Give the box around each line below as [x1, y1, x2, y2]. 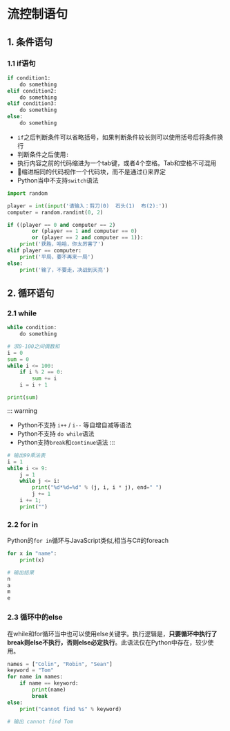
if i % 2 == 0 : [19, 369, 64, 376]
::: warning [7, 406, 38, 415]
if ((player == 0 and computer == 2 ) [7, 221, 116, 228]
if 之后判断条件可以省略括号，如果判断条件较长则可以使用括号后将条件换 [17, 133, 224, 141]
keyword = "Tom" [7, 667, 54, 674]
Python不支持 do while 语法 [17, 429, 95, 438]
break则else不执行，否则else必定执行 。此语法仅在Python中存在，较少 [7, 638, 209, 647]
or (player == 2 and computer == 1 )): [32, 234, 144, 241]
